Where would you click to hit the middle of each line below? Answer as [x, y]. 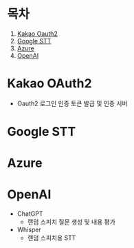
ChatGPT [30, 214]
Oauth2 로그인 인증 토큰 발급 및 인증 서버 [72, 103]
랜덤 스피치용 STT [52, 238]
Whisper [29, 230]
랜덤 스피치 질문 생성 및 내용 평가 [71, 222]
